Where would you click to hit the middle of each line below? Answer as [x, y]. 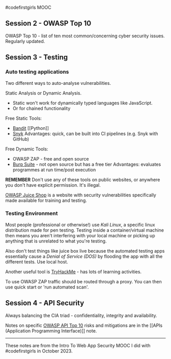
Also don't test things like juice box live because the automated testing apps [85, 251]
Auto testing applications [37, 72]
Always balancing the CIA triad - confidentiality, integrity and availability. [81, 315]
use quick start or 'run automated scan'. [47, 287]
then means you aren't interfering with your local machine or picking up [80, 235]
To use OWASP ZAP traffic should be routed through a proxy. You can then [83, 281]
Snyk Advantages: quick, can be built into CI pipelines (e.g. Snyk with [85, 133]
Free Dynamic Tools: [27, 149]
